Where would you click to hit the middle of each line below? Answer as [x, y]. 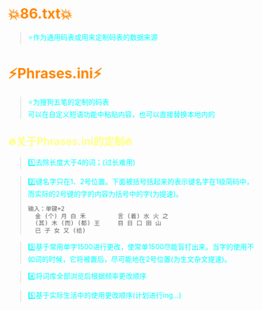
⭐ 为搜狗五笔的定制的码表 [68, 102]
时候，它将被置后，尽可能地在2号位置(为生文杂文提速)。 [140, 259]
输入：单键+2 [46, 209]
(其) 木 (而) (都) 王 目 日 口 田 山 [99, 223]
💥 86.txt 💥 [40, 14]
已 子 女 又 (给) [61, 231]
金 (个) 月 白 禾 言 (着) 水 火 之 [102, 216]
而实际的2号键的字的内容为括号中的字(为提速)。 [105, 194]
